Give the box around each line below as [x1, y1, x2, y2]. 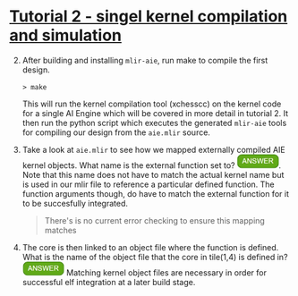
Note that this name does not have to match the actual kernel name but [21, 169, 285, 180]
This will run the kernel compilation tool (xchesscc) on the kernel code [21, 98, 282, 109]
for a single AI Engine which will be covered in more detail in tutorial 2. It [21, 107, 289, 118]
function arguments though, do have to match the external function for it [21, 188, 289, 199]
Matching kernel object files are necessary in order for [66, 266, 267, 278]
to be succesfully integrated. [21, 198, 128, 208]
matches [44, 224, 77, 235]
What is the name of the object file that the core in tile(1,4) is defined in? [21, 251, 288, 262]
